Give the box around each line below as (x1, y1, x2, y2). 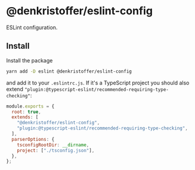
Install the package (6, 56, 53, 64)
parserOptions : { (11, 136, 55, 142)
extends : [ (11, 114, 39, 120)
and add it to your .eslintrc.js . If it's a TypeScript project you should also (6, 79, 190, 86)
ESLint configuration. (6, 24, 58, 31)
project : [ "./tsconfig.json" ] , (17, 147, 95, 153)
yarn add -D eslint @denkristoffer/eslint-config (6, 68, 132, 74)
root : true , (11, 109, 42, 115)
